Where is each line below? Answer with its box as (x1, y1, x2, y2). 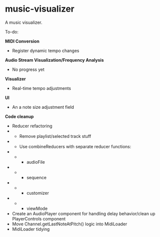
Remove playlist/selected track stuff (19, 133, 91, 139)
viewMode (26, 205, 48, 211)
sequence (26, 174, 47, 180)
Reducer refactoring (12, 123, 52, 129)
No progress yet (12, 67, 45, 72)
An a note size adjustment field (12, 104, 74, 110)
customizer (26, 190, 49, 196)
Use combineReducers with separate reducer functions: (19, 143, 131, 149)
